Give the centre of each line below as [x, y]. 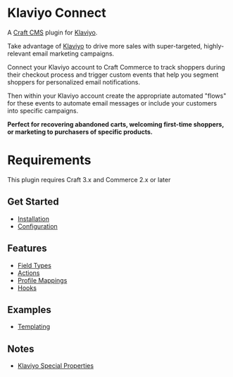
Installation [33, 219]
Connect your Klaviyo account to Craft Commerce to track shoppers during [116, 67]
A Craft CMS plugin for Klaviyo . [52, 32]
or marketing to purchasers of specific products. [80, 132]
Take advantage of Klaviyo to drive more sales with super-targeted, [105, 46]
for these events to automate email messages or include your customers [112, 103]
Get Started [33, 202]
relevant [19, 53]
